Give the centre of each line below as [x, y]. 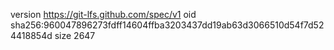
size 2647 [75, 35]
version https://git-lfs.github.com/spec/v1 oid [103, 14]
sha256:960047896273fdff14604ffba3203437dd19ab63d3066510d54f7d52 [167, 25]
